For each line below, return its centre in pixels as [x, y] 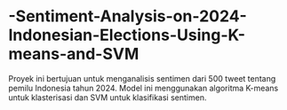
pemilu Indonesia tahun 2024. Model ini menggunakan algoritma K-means [143, 88]
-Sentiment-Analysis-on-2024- [128, 16]
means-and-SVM [74, 54]
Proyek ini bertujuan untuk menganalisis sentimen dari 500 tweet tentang [142, 78]
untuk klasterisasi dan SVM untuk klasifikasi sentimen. [108, 97]
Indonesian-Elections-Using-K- [127, 35]
